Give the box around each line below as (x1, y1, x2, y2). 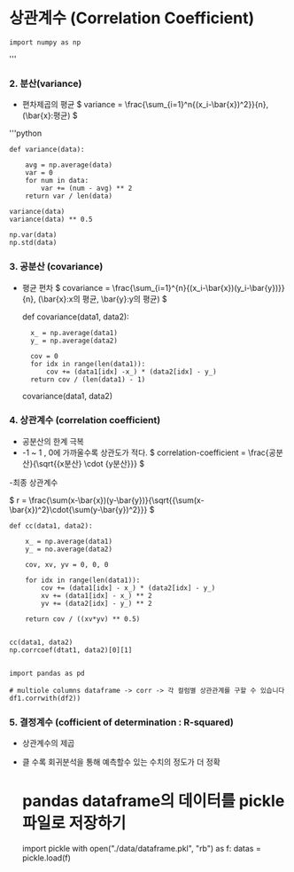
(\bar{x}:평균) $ (21, 110, 78, 121)
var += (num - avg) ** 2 (41, 184, 133, 193)
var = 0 (25, 169, 53, 177)
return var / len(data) (25, 192, 113, 200)
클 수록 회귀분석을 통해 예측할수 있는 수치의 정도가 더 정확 (21, 757, 221, 767)
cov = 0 (30, 351, 59, 360)
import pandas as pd (9, 669, 86, 678)
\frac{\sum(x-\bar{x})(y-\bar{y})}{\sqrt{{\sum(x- (28, 494, 205, 506)
